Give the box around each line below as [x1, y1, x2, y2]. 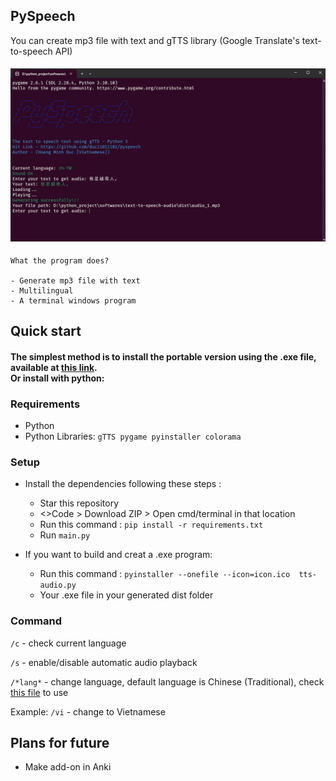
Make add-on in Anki [24, 761, 112, 773]
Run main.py [39, 529, 91, 541]
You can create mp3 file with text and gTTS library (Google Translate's [10, 34, 300, 46]
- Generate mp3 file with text [10, 275, 141, 286]
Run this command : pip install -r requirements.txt [39, 519, 264, 531]
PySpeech [10, 8, 76, 25]
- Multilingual [10, 285, 74, 296]
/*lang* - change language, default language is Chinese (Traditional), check [10, 675, 325, 688]
